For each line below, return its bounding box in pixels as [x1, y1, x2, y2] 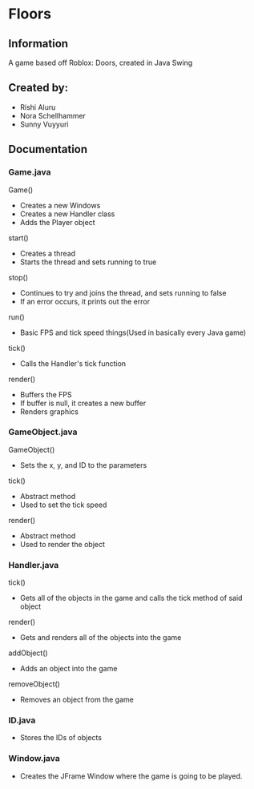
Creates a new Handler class [19, 209, 115, 219]
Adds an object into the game [19, 664, 118, 674]
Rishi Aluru [19, 102, 56, 112]
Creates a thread [19, 248, 76, 258]
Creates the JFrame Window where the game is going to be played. [19, 771, 243, 781]
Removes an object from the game [19, 694, 134, 705]
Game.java [8, 167, 51, 178]
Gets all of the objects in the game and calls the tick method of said [19, 594, 243, 603]
